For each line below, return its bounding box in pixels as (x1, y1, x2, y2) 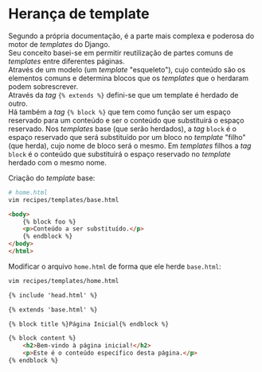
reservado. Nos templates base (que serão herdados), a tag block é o (8, 124, 237, 134)
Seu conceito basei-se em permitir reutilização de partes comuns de (8, 48, 233, 57)
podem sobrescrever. (8, 81, 78, 91)
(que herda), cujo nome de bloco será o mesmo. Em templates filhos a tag (8, 141, 252, 150)
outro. (8, 99, 28, 108)
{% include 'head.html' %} (8, 291, 98, 299)
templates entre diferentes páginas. (8, 56, 125, 66)
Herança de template (8, 5, 150, 23)
